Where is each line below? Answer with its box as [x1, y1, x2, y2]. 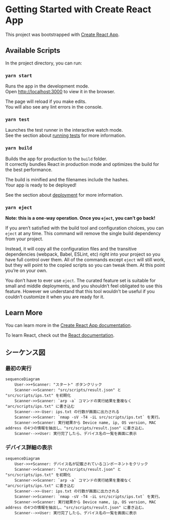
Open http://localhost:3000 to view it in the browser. [5, 89, 115, 95]
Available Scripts [5, 46, 60, 55]
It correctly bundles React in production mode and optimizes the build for [5, 161, 159, 167]
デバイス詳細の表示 [5, 444, 53, 451]
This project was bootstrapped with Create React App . [5, 31, 120, 37]
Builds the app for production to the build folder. [5, 155, 108, 162]
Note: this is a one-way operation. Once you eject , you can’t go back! [5, 215, 156, 221]
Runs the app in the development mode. [5, 83, 89, 89]
